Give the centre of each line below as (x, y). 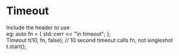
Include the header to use (38, 27)
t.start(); (17, 46)
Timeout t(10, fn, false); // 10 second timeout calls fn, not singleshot (89, 40)
